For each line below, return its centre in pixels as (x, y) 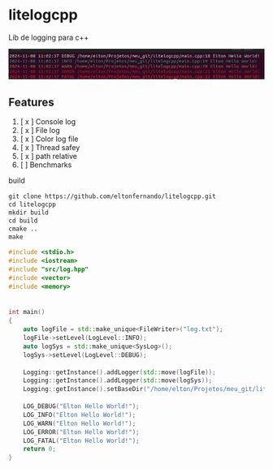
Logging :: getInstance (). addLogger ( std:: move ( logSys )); (118, 381)
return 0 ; (40, 449)
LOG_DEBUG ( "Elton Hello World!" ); (81, 407)
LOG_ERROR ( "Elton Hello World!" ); (81, 432)
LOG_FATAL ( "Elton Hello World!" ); (81, 441)
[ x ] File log (40, 131)
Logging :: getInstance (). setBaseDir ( (85, 389)
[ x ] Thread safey (50, 148)
